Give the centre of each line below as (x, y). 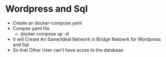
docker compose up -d (44, 34)
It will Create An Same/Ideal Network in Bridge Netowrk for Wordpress (87, 39)
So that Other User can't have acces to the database (68, 50)
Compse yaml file (31, 28)
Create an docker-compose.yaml (48, 23)
